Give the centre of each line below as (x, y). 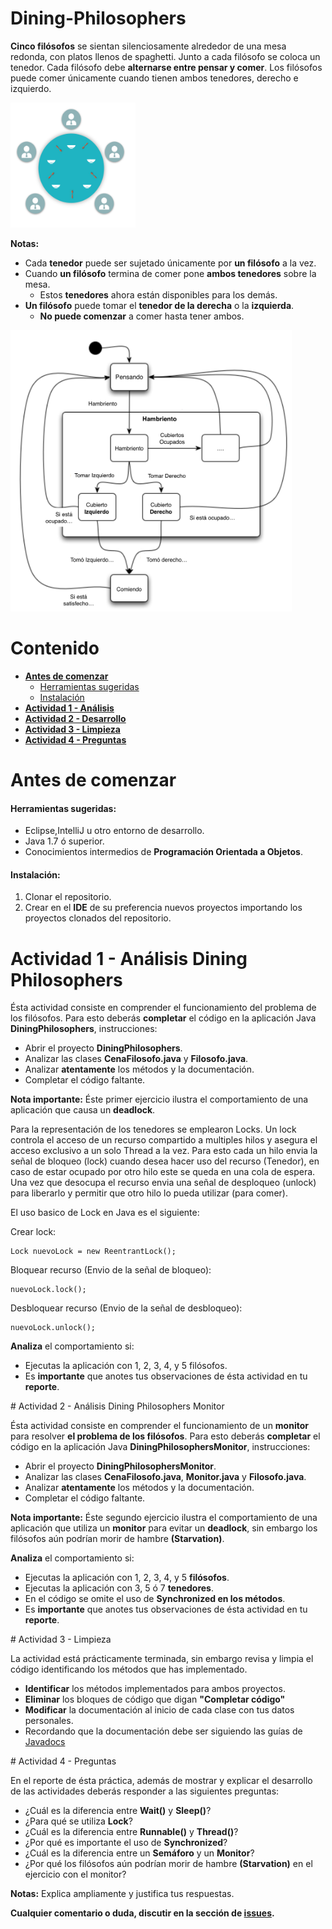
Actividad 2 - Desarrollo (75, 718)
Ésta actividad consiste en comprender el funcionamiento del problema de (163, 1008)
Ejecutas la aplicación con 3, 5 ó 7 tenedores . (119, 1588)
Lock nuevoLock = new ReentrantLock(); (93, 1252)
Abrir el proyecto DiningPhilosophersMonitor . (120, 1466)
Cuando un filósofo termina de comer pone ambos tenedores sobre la (170, 273)
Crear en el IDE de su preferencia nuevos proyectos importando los (163, 908)
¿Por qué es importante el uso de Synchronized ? (126, 1843)
